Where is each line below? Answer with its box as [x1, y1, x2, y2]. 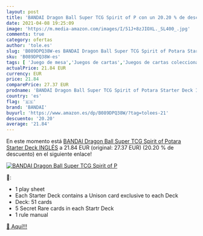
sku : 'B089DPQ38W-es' [6, 54, 61, 60]
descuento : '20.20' [6, 115, 56, 121]
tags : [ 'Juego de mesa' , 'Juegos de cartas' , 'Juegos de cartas [6, 59, 169, 65]
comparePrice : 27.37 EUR [6, 82, 69, 88]
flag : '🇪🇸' [6, 98, 36, 104]
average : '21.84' [6, 121, 50, 127]
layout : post [6, 8, 39, 15]
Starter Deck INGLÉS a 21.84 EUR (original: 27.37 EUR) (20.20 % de [6, 144, 174, 151]
